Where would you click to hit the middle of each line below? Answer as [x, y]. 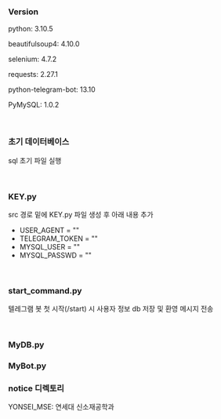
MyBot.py [27, 366]
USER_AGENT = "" [49, 230]
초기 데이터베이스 [39, 142]
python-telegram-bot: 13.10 [52, 89]
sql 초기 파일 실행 [35, 160]
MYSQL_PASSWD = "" [56, 255]
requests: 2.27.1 [33, 75]
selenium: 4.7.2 [33, 59]
